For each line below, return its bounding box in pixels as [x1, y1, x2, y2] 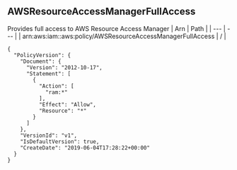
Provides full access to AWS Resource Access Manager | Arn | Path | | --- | [7, 24, 226, 32]
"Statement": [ [25, 70, 71, 77]
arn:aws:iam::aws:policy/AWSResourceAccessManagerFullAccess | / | [22, 32, 226, 40]
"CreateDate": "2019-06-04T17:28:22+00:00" [20, 144, 151, 151]
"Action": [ [38, 83, 74, 90]
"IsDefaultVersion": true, [20, 138, 100, 145]
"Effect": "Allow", [38, 101, 97, 108]
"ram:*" [45, 88, 69, 96]
